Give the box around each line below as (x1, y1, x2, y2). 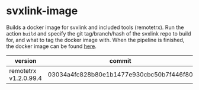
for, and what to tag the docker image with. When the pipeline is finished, (6, 36, 185, 43)
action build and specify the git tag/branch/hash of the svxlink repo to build (6, 30, 191, 37)
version (14, 56, 37, 65)
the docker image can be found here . (6, 43, 97, 50)
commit (109, 56, 131, 65)
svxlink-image (6, 4, 78, 18)
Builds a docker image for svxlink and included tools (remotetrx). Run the (6, 24, 184, 31)
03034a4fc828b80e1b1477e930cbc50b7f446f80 (47, 70, 194, 78)
